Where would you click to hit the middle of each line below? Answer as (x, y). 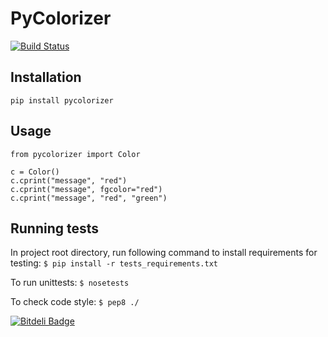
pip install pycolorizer (62, 100)
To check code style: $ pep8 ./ (75, 302)
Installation (46, 77)
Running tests (55, 228)
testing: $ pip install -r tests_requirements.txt (114, 263)
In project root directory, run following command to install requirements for (164, 253)
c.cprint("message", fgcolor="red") (86, 189)
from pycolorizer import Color (75, 154)
